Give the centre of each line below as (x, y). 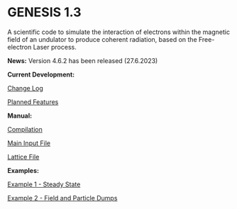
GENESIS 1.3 (44, 12)
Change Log (26, 88)
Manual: (20, 115)
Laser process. (55, 47)
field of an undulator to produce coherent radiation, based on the (102, 39)
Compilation (25, 129)
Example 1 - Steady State (44, 184)
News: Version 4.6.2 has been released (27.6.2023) (83, 60)
